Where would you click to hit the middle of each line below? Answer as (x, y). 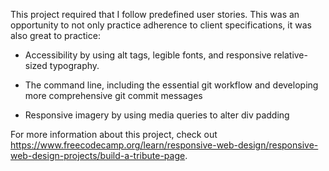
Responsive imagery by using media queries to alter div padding (157, 115)
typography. (74, 65)
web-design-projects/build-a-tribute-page (98, 155)
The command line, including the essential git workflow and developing (171, 85)
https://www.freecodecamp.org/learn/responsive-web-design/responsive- (164, 145)
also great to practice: (55, 35)
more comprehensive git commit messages (113, 95)
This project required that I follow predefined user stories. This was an (155, 14)
